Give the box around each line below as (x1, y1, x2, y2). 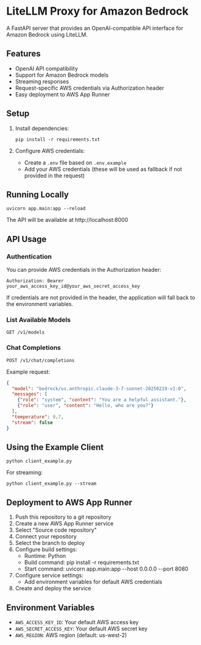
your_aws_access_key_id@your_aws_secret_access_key (6, 283, 140, 290)
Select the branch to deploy (15, 540, 85, 547)
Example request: (6, 368, 51, 376)
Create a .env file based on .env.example (24, 159, 127, 166)
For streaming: (6, 469, 43, 476)
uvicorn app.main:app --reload (6, 205, 86, 212)
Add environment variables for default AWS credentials (24, 578, 163, 586)
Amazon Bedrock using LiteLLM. (6, 30, 88, 38)
